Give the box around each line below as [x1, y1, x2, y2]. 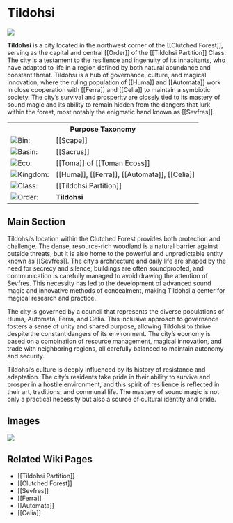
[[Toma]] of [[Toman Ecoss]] [55, 158, 151, 168]
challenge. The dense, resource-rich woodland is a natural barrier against [7, 242, 218, 250]
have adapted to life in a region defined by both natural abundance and [7, 63, 211, 71]
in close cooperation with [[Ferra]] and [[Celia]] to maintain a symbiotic [7, 85, 211, 93]
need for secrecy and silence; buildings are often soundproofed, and [7, 264, 204, 273]
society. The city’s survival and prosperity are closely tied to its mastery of [7, 93, 220, 101]
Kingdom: [17, 169, 49, 179]
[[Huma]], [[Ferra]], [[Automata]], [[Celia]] [55, 169, 195, 179]
